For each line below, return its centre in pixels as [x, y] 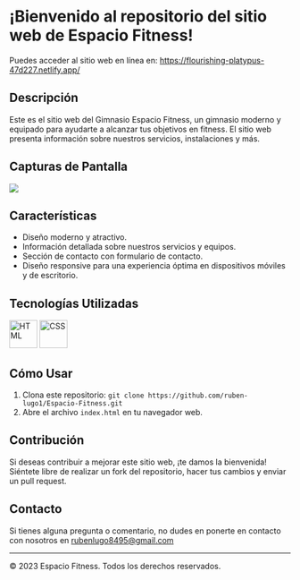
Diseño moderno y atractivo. [75, 237]
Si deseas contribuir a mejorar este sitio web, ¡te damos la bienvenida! [138, 462]
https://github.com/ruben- [198, 396]
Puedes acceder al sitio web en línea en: [83, 60]
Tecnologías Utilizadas [74, 303]
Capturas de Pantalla [68, 167]
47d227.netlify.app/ [45, 70]
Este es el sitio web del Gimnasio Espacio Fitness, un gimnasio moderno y [145, 119]
